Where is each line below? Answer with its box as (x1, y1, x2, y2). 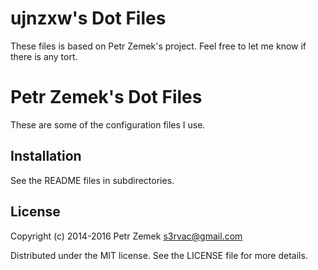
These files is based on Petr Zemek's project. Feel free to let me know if (10, 40, 307, 52)
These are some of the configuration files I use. (10, 118, 206, 131)
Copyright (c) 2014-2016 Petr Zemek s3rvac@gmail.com (10, 230, 243, 242)
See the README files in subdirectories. (10, 174, 175, 186)
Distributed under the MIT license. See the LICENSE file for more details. (10, 249, 308, 261)
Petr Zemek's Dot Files (10, 86, 203, 109)
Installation (10, 148, 82, 165)
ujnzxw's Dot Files (10, 7, 167, 30)
